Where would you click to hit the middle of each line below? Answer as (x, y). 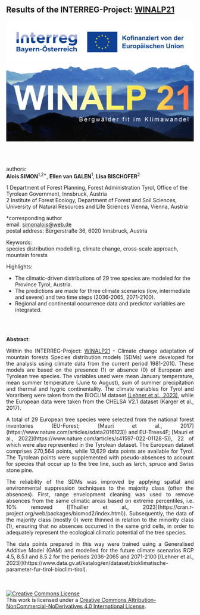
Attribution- (142, 600)
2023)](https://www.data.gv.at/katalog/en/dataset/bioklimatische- (87, 563)
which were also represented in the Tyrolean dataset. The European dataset (100, 445)
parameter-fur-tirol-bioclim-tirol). (47, 570)
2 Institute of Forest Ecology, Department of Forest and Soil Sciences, (92, 200)
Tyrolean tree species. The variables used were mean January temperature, (100, 376)
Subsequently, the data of (161, 514)
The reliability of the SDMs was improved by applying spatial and (100, 482)
